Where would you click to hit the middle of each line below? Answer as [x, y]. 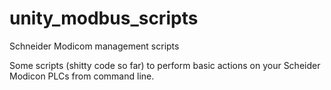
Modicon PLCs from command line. [82, 76]
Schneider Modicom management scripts [94, 46]
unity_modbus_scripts [104, 18]
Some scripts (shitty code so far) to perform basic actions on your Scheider [165, 65]
